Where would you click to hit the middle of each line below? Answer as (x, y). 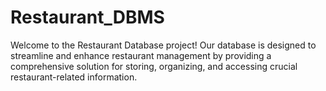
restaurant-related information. (74, 77)
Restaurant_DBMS (87, 17)
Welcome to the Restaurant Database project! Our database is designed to (163, 45)
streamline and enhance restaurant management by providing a (141, 55)
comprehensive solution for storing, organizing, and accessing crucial (154, 66)
